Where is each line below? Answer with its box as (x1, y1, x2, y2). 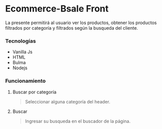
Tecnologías (5, 37, 36, 44)
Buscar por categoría (12, 89, 57, 95)
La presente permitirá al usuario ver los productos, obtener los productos (5, 20, 157, 26)
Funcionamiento (5, 77, 46, 84)
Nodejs (12, 65, 28, 71)
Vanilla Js (12, 49, 33, 55)
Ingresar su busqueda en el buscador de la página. (25, 118, 131, 124)
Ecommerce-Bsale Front (5, 3, 109, 15)
